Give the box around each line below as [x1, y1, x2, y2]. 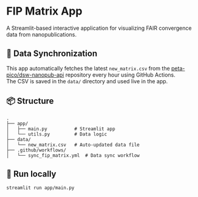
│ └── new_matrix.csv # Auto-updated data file [6, 142, 140, 148]
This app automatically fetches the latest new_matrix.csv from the [6, 64, 170, 72]
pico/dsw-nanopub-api [6, 71, 64, 78]
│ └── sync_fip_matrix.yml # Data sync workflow [6, 152, 140, 159]
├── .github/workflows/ [6, 147, 67, 153]
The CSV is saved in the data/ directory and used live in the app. [6, 77, 168, 85]
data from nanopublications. [6, 30, 77, 38]
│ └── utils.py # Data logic [6, 131, 108, 137]
